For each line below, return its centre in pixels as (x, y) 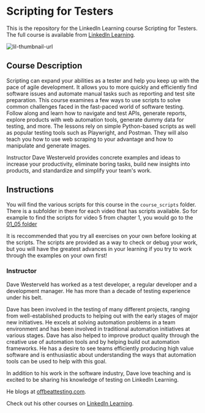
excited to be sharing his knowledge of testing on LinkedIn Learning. (93, 379)
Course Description (44, 66)
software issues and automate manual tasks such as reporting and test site (101, 94)
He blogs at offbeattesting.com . (47, 391)
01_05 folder (22, 224)
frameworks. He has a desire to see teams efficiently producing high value (100, 348)
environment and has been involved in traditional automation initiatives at (98, 329)
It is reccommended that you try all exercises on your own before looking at (102, 236)
